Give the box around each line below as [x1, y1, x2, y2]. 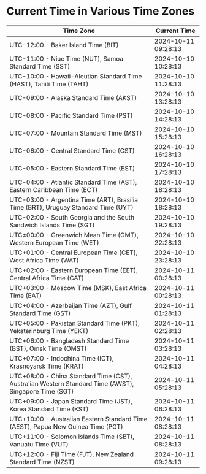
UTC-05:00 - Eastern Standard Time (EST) [9, 164, 135, 172]
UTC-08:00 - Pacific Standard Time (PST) [9, 111, 133, 120]
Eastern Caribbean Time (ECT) [9, 185, 98, 194]
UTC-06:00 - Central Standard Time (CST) [9, 146, 135, 155]
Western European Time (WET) [9, 238, 99, 247]
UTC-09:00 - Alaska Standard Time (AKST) [9, 93, 137, 102]
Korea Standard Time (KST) [9, 405, 89, 413]
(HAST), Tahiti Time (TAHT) [9, 80, 89, 88]
